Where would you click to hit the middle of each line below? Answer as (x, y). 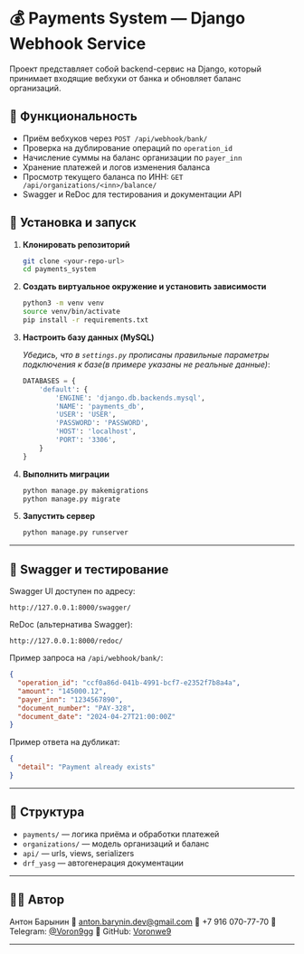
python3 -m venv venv (63, 303)
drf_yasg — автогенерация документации (103, 863)
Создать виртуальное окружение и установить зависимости (144, 287)
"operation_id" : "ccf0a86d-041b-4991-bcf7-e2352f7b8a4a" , (129, 683)
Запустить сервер (59, 516)
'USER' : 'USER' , (86, 415)
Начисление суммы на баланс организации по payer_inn (132, 157)
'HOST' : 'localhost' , (96, 431)
